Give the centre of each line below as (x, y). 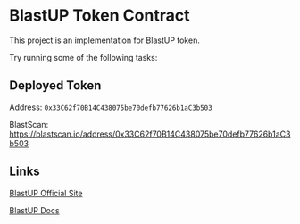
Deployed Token (55, 86)
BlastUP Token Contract (100, 16)
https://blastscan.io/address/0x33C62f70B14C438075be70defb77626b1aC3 (150, 134)
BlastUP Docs (34, 210)
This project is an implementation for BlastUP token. (105, 40)
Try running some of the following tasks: (83, 57)
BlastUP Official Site (46, 193)
